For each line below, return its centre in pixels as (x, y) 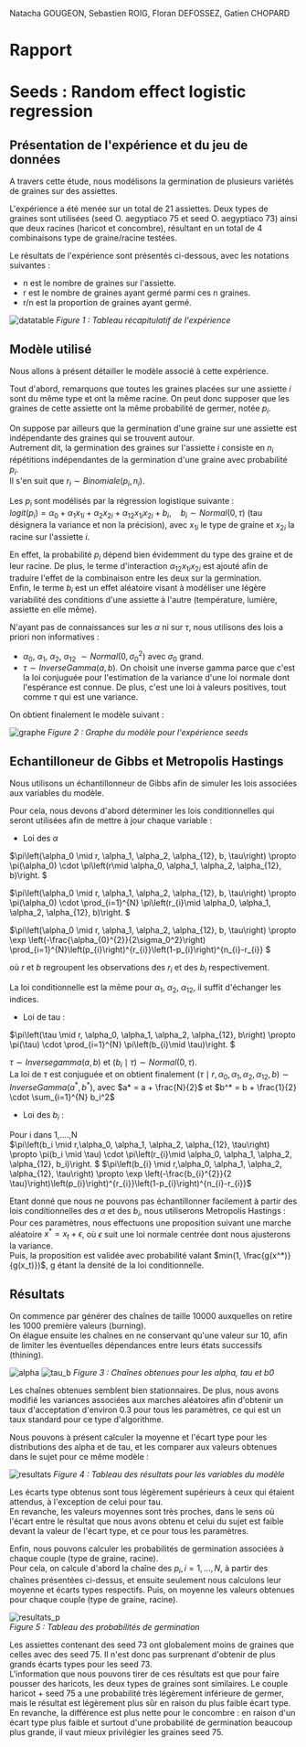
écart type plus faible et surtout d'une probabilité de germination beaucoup (151, 1722)
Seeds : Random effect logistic (128, 92)
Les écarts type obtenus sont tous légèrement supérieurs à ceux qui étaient (152, 1492)
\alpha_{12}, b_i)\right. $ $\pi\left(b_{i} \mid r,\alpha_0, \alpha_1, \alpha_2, (146, 1163)
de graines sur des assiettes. (64, 191)
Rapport (41, 50)
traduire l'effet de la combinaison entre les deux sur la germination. (136, 578)
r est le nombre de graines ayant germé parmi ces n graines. (137, 293)
